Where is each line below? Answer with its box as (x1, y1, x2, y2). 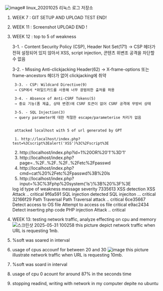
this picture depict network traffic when (75, 222, 156, 228)
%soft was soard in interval (12, 262, 68, 267)
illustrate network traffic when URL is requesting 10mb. (12, 252, 123, 258)
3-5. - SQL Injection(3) (14, 110, 65, 115)
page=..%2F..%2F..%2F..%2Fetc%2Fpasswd (19, 160, 111, 166)
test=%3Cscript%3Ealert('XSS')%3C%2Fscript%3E (12, 141, 109, 146)
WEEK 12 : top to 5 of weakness (12, 34, 77, 39)
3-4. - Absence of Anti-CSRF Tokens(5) (14, 96, 96, 101)
